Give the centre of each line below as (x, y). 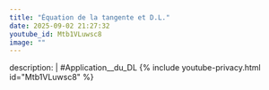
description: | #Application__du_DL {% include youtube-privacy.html (135, 68)
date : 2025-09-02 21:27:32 (60, 26)
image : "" (28, 42)
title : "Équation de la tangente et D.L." (90, 17)
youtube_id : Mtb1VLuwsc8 (56, 34)
